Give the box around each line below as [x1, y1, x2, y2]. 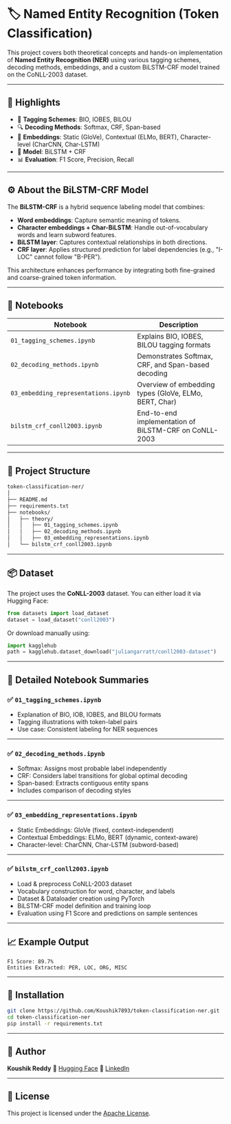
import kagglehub [7, 642, 57, 649]
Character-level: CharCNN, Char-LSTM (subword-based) [16, 840, 179, 849]
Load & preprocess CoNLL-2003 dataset [16, 879, 132, 887]
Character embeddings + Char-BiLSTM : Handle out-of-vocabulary [16, 223, 208, 232]
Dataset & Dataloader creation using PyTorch [16, 894, 145, 903]
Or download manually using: [7, 629, 90, 637]
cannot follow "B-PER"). [34, 252, 102, 261]
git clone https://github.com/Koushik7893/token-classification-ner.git [7, 1007, 220, 1014]
